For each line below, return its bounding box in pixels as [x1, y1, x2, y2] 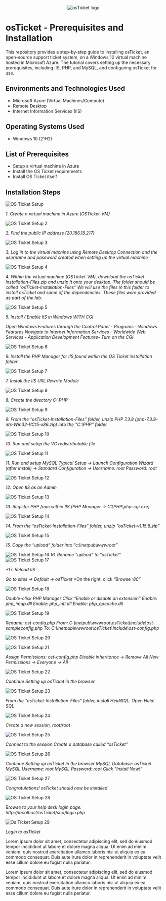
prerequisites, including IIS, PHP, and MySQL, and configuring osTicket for [5, 64, 157, 70]
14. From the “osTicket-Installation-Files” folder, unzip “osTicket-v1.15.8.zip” [5, 523, 160, 529]
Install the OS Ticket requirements [12, 169, 82, 175]
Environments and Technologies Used [5, 84, 125, 93]
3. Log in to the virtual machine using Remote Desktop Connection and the [5, 249, 158, 255]
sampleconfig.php [5, 625, 43, 631]
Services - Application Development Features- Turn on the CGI [5, 334, 134, 340]
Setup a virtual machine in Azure [12, 163, 80, 169]
